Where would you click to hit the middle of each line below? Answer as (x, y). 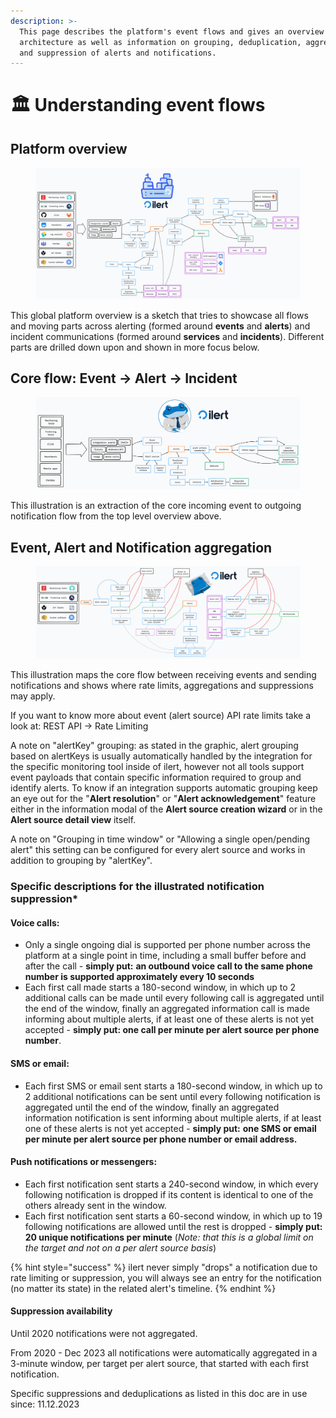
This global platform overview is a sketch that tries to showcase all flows (159, 315)
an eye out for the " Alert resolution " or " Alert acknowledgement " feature (163, 799)
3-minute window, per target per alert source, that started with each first (159, 1363)
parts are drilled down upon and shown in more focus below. (135, 347)
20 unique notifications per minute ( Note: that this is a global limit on (169, 1237)
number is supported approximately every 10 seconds (139, 977)
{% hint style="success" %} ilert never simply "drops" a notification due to (164, 1267)
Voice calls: (35, 922)
